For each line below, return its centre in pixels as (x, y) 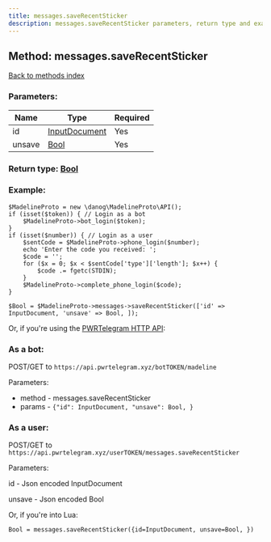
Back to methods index (46, 76)
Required (132, 117)
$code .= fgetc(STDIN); (77, 271)
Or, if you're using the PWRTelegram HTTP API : (87, 328)
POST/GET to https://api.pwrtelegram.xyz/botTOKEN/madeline (113, 367)
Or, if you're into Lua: (43, 515)
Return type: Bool (44, 168)
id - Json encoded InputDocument (65, 484)
